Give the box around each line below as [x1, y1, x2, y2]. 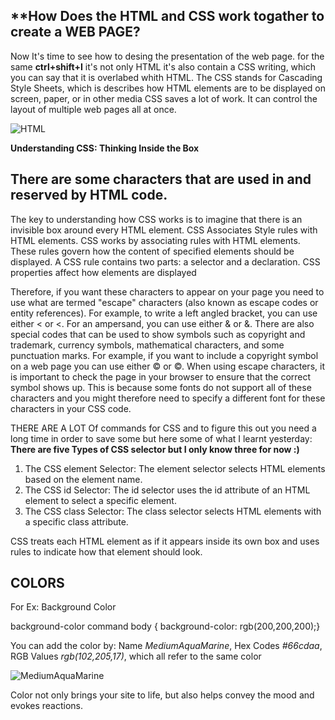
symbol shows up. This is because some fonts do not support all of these [10, 381, 312, 393]
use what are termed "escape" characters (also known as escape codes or [10, 296, 319, 308]
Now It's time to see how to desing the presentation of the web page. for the [10, 50, 325, 62]
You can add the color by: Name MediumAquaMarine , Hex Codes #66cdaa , [10, 640, 323, 652]
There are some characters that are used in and [10, 171, 312, 188]
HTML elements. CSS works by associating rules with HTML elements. [10, 234, 301, 246]
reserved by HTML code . [10, 187, 168, 204]
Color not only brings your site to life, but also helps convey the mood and [10, 689, 315, 701]
